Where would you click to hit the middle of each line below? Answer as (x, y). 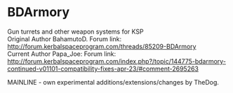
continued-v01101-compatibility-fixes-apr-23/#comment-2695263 (103, 69)
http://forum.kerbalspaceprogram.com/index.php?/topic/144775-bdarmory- (117, 61)
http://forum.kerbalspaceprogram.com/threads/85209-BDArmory (102, 46)
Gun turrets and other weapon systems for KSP (75, 31)
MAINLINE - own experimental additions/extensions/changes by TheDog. (113, 82)
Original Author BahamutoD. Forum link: (64, 38)
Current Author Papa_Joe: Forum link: (62, 54)
